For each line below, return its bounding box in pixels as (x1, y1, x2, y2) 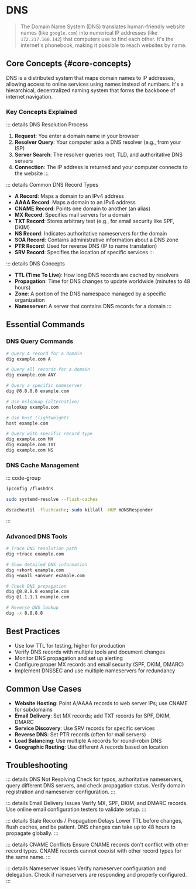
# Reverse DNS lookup (6, 605, 59, 611)
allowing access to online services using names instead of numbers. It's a (6, 80, 184, 87)
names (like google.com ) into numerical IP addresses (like (20, 29, 158, 36)
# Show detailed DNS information (6, 561, 88, 567)
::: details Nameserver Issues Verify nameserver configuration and (6, 865, 166, 872)
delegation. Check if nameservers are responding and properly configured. (6, 871, 187, 878)
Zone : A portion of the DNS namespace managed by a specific (14, 290, 167, 297)
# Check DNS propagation (6, 583, 67, 589)
